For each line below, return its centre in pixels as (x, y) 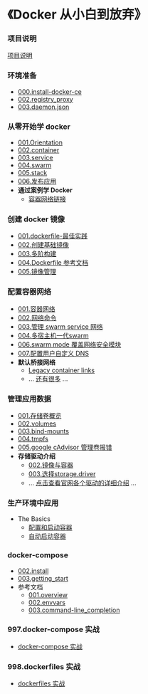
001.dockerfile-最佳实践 (52, 236)
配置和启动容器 (50, 527)
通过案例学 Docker (45, 190)
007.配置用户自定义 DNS (53, 353)
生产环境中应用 (33, 503)
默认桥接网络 (36, 362)
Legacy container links (61, 370)
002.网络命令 (37, 317)
